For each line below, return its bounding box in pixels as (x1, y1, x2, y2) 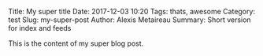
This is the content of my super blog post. (8, 39, 144, 48)
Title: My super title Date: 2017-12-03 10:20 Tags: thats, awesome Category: (8, 7, 256, 16)
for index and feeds (8, 24, 72, 32)
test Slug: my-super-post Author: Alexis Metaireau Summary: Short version (8, 15, 251, 24)
